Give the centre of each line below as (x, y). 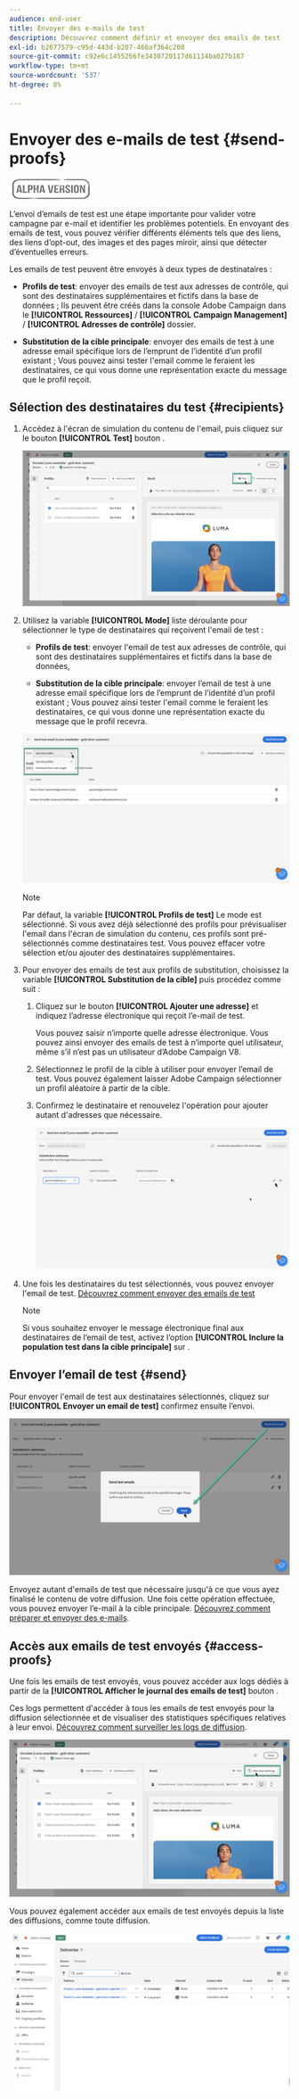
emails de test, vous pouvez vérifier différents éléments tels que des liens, (145, 233)
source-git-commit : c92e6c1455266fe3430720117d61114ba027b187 (127, 57)
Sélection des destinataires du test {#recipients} (147, 407)
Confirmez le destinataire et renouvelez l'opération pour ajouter (152, 1105)
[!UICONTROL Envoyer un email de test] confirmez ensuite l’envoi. (132, 1406)
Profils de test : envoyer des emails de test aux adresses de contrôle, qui (155, 286)
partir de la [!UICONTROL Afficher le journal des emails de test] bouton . (144, 1691)
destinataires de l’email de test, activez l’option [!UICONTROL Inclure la (153, 1337)
